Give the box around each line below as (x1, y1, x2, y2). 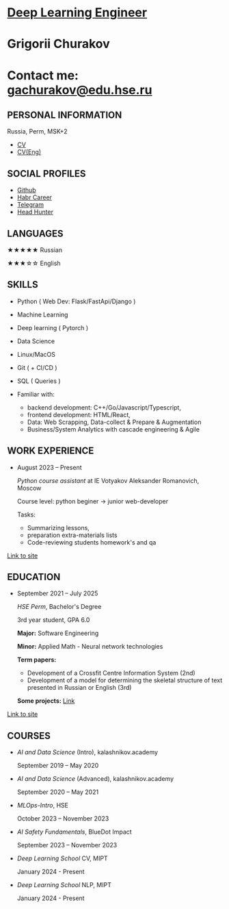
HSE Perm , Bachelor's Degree (16, 603, 102, 611)
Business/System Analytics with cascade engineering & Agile (27, 425, 200, 433)
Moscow (16, 484, 42, 492)
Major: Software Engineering (16, 629, 99, 638)
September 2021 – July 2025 (16, 589, 98, 597)
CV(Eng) (16, 148, 42, 156)
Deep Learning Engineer (7, 5, 148, 21)
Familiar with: (16, 390, 55, 398)
